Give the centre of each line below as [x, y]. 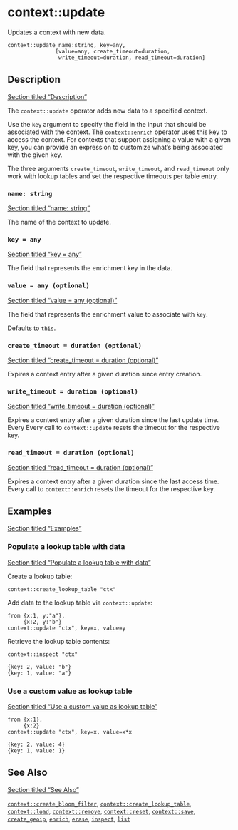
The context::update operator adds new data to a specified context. [108, 111]
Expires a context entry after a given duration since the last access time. [113, 481]
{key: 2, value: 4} [36, 744]
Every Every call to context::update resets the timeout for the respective [114, 428]
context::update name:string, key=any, [67, 45]
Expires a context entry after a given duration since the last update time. [113, 420]
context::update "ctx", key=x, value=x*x [70, 732]
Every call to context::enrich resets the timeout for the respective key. [112, 488]
